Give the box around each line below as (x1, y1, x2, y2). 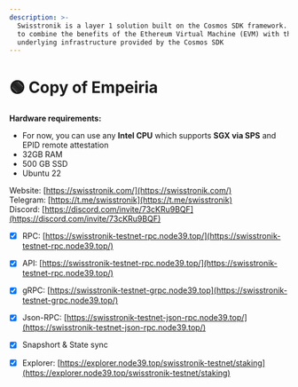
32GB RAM (21, 149, 63, 160)
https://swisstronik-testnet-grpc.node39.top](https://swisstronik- (50, 285, 288, 296)
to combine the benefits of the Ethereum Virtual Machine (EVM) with (17, 29, 279, 38)
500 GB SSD (21, 159, 68, 170)
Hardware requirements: (9, 113, 102, 124)
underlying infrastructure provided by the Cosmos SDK (17, 37, 224, 47)
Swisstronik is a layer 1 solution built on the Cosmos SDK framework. (17, 21, 288, 30)
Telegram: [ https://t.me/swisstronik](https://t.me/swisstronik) (9, 194, 233, 205)
